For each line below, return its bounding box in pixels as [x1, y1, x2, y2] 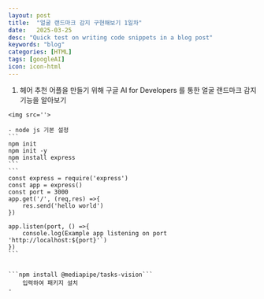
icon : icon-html [8, 63, 61, 71]
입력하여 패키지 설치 [22, 279, 79, 287]
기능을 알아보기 [19, 95, 67, 105]
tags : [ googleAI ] [8, 56, 65, 64]
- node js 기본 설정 [8, 126, 69, 134]
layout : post [8, 11, 51, 20]
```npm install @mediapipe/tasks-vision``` [8, 271, 154, 279]
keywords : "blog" [8, 41, 65, 49]
